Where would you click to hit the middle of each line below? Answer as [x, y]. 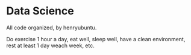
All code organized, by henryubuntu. [52, 27]
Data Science [40, 11]
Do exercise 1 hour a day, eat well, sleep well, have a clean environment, [96, 39]
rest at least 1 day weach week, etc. [51, 45]
